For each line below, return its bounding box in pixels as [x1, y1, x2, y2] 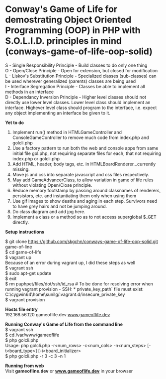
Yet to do [5, 120, 24, 126]
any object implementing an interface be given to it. [5, 110, 111, 116]
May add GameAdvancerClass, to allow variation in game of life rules [12, 177, 154, 183]
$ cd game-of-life [5, 249, 42, 255]
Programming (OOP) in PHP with [5, 25, 141, 36]
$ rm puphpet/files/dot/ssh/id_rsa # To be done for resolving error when [5, 280, 153, 287]
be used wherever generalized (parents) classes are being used [5, 78, 136, 84]
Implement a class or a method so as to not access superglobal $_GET [12, 214, 157, 220]
